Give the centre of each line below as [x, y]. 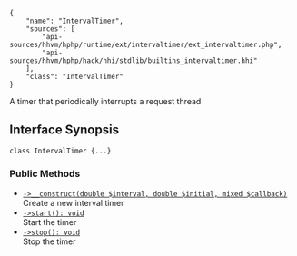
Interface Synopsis [64, 130]
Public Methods [45, 173]
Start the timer [49, 222]
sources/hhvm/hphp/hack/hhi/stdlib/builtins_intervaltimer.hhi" [134, 61]
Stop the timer [49, 241]
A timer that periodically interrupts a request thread [105, 101]
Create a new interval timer [73, 203]
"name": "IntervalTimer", [75, 21]
